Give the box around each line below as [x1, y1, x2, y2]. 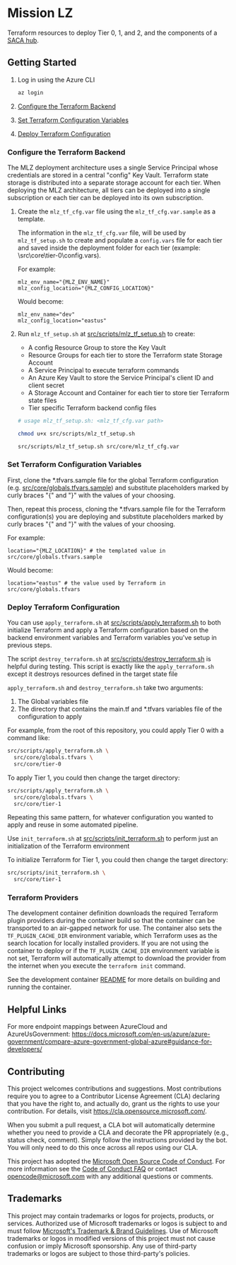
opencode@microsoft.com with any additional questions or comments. [7, 1172, 213, 1181]
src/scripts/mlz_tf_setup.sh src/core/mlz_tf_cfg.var [17, 443, 179, 450]
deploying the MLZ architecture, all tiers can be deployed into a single [7, 186, 211, 194]
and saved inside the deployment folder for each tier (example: [17, 243, 201, 252]
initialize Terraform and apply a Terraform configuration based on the [7, 626, 209, 634]
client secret [28, 381, 65, 390]
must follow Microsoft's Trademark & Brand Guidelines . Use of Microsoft [7, 1226, 218, 1235]
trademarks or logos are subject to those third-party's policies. [7, 1249, 190, 1257]
